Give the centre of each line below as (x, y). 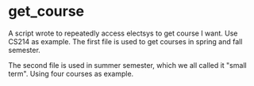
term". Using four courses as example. (71, 73)
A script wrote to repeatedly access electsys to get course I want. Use (123, 33)
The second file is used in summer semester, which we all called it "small (128, 65)
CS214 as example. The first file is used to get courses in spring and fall (125, 41)
